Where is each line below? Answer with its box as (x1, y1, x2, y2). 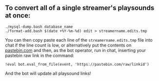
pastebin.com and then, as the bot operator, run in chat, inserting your (5, 47, 146, 53)
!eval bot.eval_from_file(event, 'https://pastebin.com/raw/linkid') (5, 62, 150, 67)
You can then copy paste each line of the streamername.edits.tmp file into (5, 37, 153, 43)
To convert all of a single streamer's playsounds (5, 4, 155, 12)
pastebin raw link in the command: (5, 52, 75, 58)
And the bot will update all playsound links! (5, 70, 91, 76)
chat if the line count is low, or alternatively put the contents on (5, 42, 132, 48)
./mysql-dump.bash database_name (5, 24, 73, 29)
